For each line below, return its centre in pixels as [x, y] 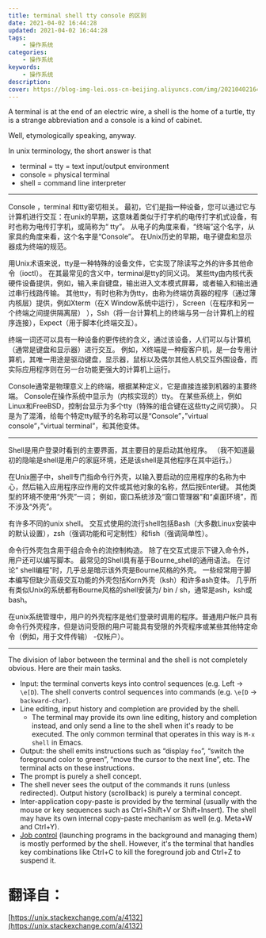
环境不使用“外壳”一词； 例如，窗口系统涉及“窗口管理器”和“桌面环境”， [136, 497]
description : [30, 82]
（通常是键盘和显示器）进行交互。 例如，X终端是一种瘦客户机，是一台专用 [129, 350]
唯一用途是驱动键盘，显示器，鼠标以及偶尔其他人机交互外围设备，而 [146, 360]
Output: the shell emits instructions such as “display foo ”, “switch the [132, 751]
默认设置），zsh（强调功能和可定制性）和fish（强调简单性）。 [113, 534]
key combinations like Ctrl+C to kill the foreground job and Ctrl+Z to [130, 852]
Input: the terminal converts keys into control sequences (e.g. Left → [131, 683]
